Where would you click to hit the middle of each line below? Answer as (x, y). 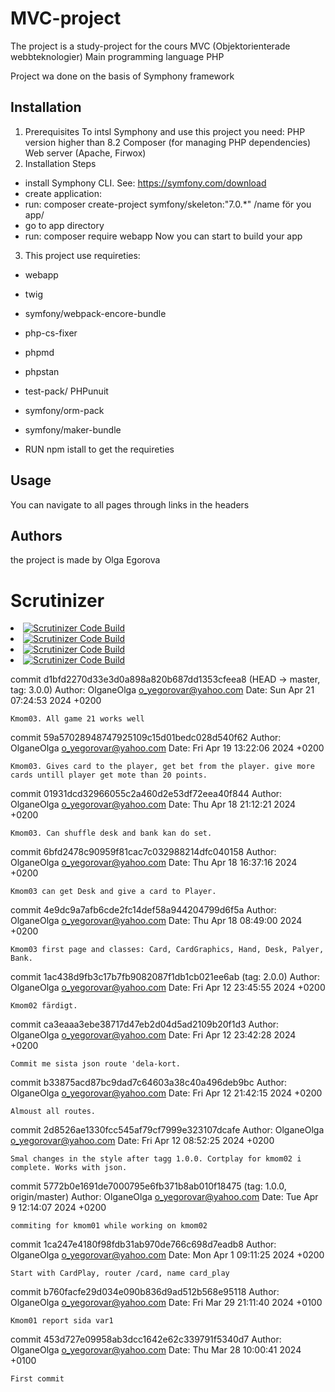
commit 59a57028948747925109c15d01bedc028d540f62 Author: (146, 738)
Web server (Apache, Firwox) (85, 153)
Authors (36, 535)
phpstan (42, 371)
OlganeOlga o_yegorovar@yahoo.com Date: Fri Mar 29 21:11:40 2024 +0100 (166, 1303)
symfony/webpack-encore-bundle (95, 313)
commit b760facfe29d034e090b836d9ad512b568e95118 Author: (145, 1292)
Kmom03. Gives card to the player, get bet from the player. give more (162, 767)
